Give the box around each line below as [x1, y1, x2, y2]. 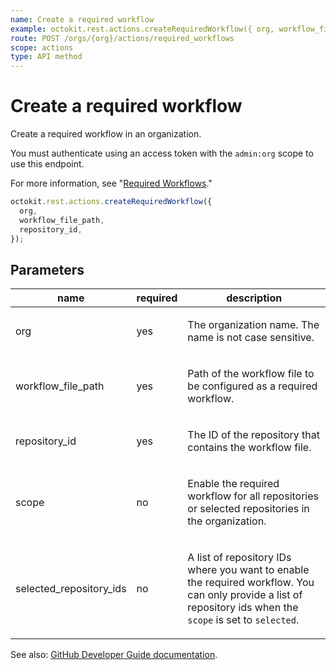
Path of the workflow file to [187, 367, 315, 381]
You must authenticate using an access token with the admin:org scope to [10, 147, 314, 160]
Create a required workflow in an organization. [10, 128, 202, 140]
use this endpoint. [10, 158, 85, 170]
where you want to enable [187, 563, 310, 577]
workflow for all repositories [187, 489, 319, 503]
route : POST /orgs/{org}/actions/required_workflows [10, 33, 235, 43]
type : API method [10, 52, 83, 62]
